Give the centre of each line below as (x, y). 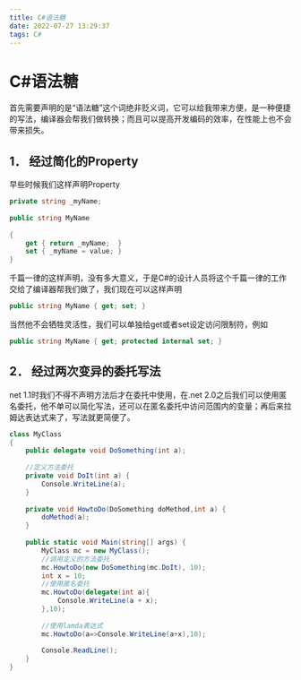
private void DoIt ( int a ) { (77, 476)
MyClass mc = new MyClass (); (96, 551)
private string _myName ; (56, 202)
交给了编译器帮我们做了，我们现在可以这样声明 (95, 289)
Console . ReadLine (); (80, 650)
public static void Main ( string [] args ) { (106, 543)
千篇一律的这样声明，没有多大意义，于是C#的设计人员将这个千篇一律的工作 (148, 278)
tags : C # (26, 34)
